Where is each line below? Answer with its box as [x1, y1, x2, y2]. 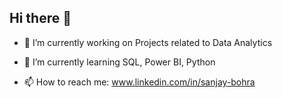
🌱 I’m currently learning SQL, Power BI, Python [23, 56, 216, 68]
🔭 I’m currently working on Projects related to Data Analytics [23, 36, 273, 48]
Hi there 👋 [9, 10, 72, 27]
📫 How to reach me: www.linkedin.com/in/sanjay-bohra [23, 76, 256, 88]
